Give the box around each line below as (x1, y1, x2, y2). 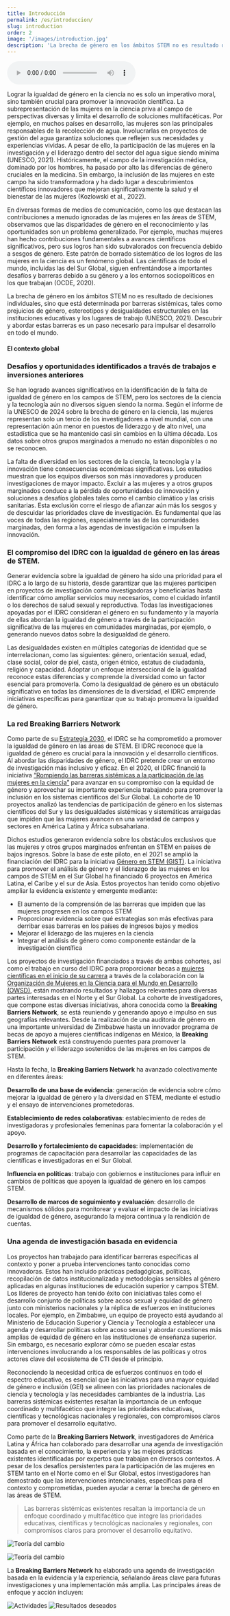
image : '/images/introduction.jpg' (7, 36, 109, 43)
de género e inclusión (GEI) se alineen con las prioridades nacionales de (7, 1382, 211, 1391)
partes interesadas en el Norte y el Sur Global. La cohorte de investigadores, (7, 994, 223, 1002)
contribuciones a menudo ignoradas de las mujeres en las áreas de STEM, (7, 213, 217, 221)
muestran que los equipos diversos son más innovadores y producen (7, 472, 202, 480)
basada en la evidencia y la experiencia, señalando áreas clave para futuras (7, 1573, 221, 1582)
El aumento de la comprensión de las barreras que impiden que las (16, 900, 206, 908)
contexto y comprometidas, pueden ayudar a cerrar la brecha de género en (7, 1483, 220, 1492)
